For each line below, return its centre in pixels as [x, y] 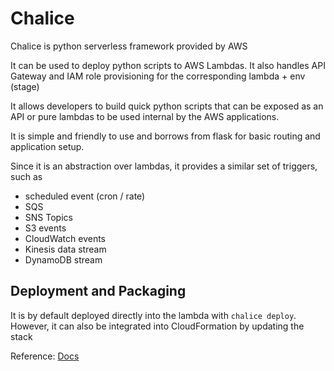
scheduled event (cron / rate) [85, 196]
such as [26, 176]
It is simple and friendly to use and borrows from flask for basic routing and [165, 136]
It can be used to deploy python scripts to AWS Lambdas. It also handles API [168, 65]
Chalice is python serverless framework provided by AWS [129, 46]
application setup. [47, 146]
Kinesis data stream [65, 249]
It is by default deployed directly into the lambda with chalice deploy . [153, 315]
